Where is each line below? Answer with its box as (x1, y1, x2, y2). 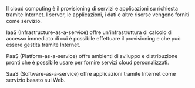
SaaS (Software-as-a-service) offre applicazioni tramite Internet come (6, 70, 176, 77)
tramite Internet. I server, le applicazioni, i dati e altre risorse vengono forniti (6, 11, 190, 18)
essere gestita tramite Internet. (6, 41, 80, 48)
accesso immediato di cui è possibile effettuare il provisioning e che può (6, 35, 181, 42)
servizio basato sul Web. (6, 76, 66, 83)
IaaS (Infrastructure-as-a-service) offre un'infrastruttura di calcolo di (6, 29, 173, 36)
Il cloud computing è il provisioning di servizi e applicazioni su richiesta (6, 5, 178, 12)
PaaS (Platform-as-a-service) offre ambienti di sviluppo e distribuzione (6, 53, 178, 59)
